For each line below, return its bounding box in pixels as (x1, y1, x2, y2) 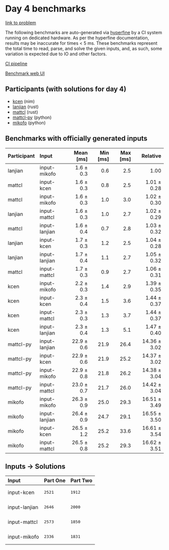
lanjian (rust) (12, 104, 39, 110)
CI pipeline (5, 60, 28, 66)
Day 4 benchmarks (5, 3, 87, 15)
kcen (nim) (12, 98, 35, 104)
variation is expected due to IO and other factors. (5, 51, 107, 57)
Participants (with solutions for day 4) (5, 85, 127, 94)
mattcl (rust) (12, 109, 39, 115)
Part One (44, 477, 66, 484)
